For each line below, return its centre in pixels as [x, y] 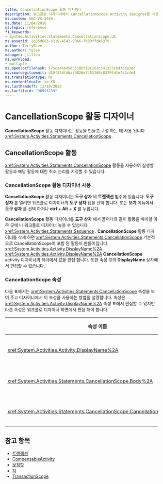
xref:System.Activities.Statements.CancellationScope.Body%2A [80, 381]
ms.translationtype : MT [29, 77]
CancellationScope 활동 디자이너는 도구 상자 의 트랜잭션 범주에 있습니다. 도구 [79, 197]
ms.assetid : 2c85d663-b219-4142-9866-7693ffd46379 [57, 41]
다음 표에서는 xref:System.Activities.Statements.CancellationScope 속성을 [78, 291]
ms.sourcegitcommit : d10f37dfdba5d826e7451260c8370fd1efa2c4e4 [70, 73]
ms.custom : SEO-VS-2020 [29, 18]
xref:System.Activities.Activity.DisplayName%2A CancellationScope [74, 254]
